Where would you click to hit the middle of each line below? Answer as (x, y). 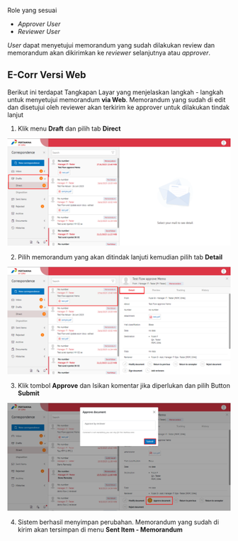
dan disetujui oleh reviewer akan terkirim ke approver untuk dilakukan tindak (119, 107)
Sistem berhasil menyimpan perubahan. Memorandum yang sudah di (118, 522)
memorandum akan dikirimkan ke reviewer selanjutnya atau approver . (109, 53)
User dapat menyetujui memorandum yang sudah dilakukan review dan (111, 45)
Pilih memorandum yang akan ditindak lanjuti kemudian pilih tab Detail (120, 257)
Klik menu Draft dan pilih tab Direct (69, 128)
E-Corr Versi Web (47, 75)
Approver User (39, 24)
